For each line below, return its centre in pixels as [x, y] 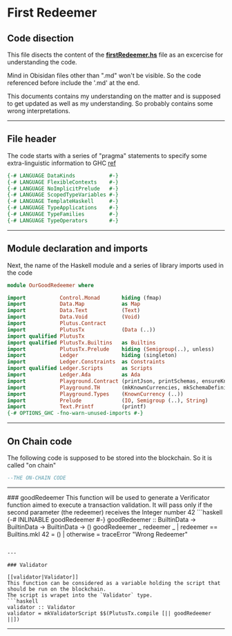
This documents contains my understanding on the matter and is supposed [114, 96]
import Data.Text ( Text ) [74, 311]
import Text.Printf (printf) [77, 407]
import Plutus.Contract [57, 323]
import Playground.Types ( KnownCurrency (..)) [96, 394]
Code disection [41, 38]
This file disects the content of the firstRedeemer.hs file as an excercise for [115, 55]
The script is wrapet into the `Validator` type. [80, 595]
